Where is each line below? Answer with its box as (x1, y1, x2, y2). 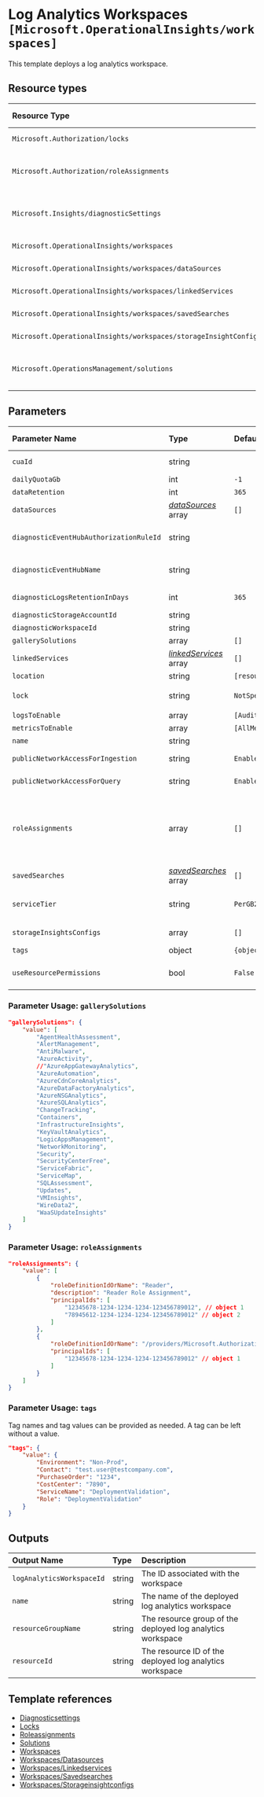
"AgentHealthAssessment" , (36, 1033, 122, 1041)
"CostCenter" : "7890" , (36, 1480, 111, 1488)
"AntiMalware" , (36, 1048, 86, 1055)
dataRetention (12, 488, 65, 496)
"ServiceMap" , (36, 1172, 82, 1180)
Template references (8, 1692, 112, 1706)
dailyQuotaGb (12, 474, 61, 484)
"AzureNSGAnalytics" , (36, 1092, 108, 1099)
